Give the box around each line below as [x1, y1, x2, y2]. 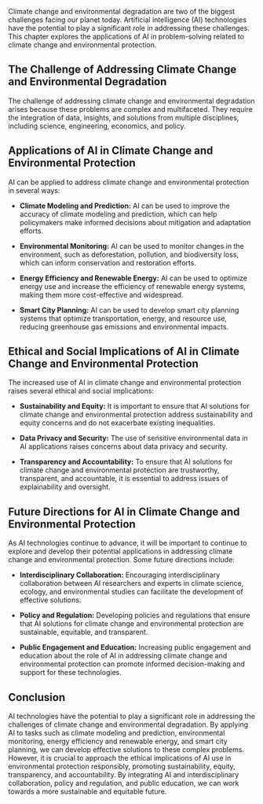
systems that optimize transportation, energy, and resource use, [19, 313, 228, 323]
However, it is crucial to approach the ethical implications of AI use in [8, 754, 232, 763]
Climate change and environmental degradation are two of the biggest [8, 7, 236, 16]
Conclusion [8, 691, 66, 704]
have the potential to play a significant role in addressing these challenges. [8, 24, 250, 32]
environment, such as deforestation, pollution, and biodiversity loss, [19, 250, 239, 259]
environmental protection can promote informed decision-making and [19, 659, 246, 669]
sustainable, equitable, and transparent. [19, 628, 148, 637]
